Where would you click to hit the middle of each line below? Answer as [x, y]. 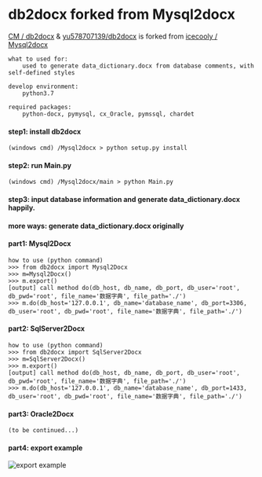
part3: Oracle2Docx [41, 413]
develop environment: [44, 86]
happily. [22, 207]
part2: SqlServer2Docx [46, 328]
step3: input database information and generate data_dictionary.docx [124, 199]
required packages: [40, 107]
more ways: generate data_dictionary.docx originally [96, 226]
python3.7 [38, 93]
